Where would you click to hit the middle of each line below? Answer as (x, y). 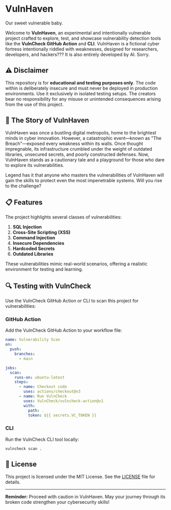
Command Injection (34, 238)
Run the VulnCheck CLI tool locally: (42, 439)
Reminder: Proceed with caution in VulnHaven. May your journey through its (85, 496)
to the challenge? (23, 186)
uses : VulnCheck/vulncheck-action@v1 (63, 401)
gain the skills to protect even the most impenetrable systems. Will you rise (84, 180)
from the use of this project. (34, 104)
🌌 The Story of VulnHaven (47, 120)
